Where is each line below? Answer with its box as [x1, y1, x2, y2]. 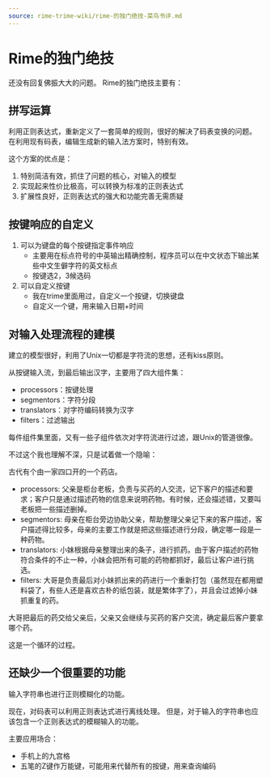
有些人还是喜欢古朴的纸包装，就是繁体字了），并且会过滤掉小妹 [48, 585, 258, 595]
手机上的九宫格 [19, 750, 70, 760]
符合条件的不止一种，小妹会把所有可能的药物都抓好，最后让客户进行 [19, 555, 248, 564]
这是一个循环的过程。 [8, 640, 79, 649]
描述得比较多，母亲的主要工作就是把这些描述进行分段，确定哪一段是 [27, 524, 255, 534]
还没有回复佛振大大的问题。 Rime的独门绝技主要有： [8, 78, 184, 88]
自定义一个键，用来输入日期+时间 [32, 301, 144, 311]
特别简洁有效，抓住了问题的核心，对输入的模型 [19, 171, 176, 181]
